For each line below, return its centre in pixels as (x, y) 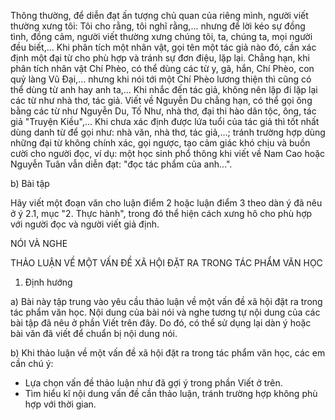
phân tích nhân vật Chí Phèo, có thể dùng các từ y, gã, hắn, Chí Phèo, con (162, 68)
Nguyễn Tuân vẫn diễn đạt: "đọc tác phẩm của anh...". (121, 164)
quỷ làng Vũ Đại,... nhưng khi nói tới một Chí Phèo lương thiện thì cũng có (161, 79)
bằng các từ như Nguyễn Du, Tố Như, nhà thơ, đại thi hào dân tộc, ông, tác (163, 111)
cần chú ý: (32, 363)
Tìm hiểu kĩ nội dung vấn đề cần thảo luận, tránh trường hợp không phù (171, 393)
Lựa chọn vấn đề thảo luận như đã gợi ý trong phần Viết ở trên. (153, 383)
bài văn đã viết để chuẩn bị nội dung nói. (94, 333)
